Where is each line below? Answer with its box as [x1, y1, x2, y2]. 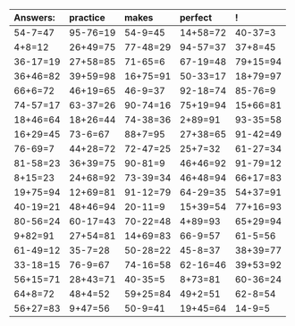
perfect [180, 12, 213, 23]
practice [69, 12, 105, 23]
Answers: [13, 12, 55, 23]
